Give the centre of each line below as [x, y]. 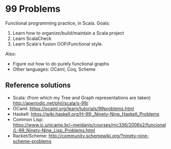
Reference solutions [38, 85]
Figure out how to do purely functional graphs [61, 63]
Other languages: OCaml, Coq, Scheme [54, 69]
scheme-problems [32, 141]
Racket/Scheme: [30, 136]
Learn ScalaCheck [32, 38]
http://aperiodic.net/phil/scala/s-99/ [51, 103]
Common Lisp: [28, 119]
